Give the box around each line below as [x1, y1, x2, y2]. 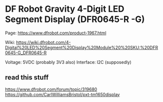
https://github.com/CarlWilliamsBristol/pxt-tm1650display [5, 91, 120, 97]
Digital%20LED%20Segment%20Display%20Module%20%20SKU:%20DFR [5, 44, 158, 50]
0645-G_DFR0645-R [5, 50, 47, 56]
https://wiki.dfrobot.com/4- [16, 39, 71, 45]
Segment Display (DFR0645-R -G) [5, 14, 145, 25]
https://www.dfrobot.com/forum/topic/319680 [5, 86, 97, 92]
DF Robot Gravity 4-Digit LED [5, 3, 125, 15]
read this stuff [5, 73, 49, 82]
